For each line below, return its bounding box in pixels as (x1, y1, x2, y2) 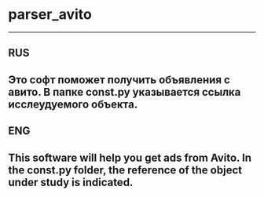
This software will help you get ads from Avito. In (8, 151, 252, 164)
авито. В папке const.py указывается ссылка (8, 85, 241, 99)
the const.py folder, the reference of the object (8, 163, 242, 177)
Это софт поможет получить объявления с (8, 73, 230, 86)
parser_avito (8, 5, 92, 24)
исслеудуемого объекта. (8, 97, 138, 111)
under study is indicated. (8, 175, 134, 189)
